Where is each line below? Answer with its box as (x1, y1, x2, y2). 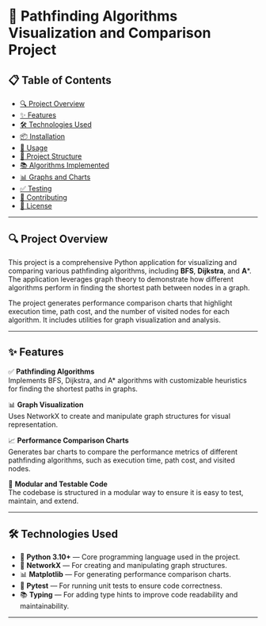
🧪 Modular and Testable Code (8, 479, 108, 489)
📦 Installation (19, 132, 66, 141)
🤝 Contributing (19, 193, 67, 202)
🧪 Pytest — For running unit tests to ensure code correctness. (19, 581, 223, 590)
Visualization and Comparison (8, 24, 211, 42)
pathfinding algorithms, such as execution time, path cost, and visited (8, 455, 235, 465)
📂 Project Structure (19, 152, 82, 161)
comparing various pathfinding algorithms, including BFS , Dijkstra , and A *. (8, 266, 252, 275)
